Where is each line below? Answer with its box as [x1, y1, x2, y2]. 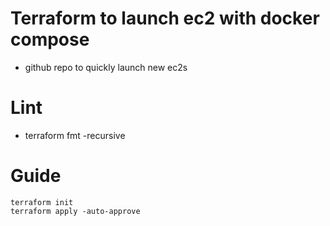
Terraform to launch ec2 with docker [10, 7, 320, 30]
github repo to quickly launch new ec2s [24, 61, 188, 73]
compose [10, 28, 90, 51]
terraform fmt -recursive [24, 129, 126, 141]
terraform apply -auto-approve [10, 206, 141, 216]
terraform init [10, 197, 74, 207]
